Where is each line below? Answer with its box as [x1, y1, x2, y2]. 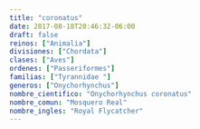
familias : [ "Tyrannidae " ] [9, 73, 111, 82]
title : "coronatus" [9, 13, 83, 23]
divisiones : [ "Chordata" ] [9, 47, 107, 56]
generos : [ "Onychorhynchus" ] [9, 81, 119, 90]
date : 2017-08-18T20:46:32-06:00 [9, 22, 136, 31]
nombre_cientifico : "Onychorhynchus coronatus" [9, 89, 193, 98]
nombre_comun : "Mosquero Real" [9, 97, 128, 107]
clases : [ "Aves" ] [9, 55, 75, 64]
